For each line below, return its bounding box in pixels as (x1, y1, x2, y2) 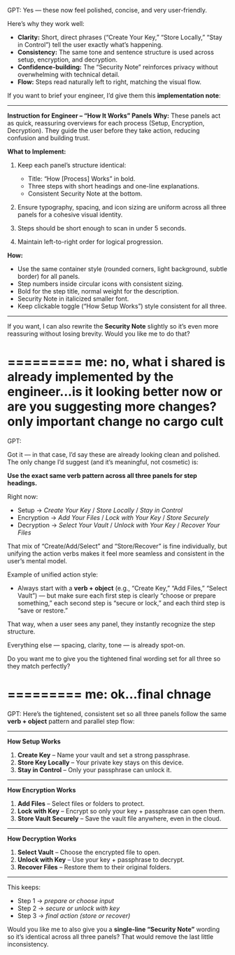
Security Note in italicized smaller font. (17, 294, 129, 303)
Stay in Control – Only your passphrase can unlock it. (17, 765, 172, 774)
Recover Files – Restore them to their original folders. (17, 863, 171, 871)
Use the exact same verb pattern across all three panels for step (7, 471, 197, 479)
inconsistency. (7, 940, 49, 948)
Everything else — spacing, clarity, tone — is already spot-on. (7, 640, 185, 649)
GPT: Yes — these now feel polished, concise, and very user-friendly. (7, 6, 208, 14)
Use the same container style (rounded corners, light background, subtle (17, 265, 228, 273)
